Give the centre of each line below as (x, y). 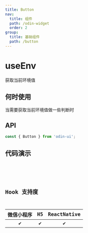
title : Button (20, 10)
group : (12, 32)
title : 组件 (21, 19)
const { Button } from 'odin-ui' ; (41, 137)
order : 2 (18, 28)
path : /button (24, 42)
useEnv (21, 65)
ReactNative (64, 215)
